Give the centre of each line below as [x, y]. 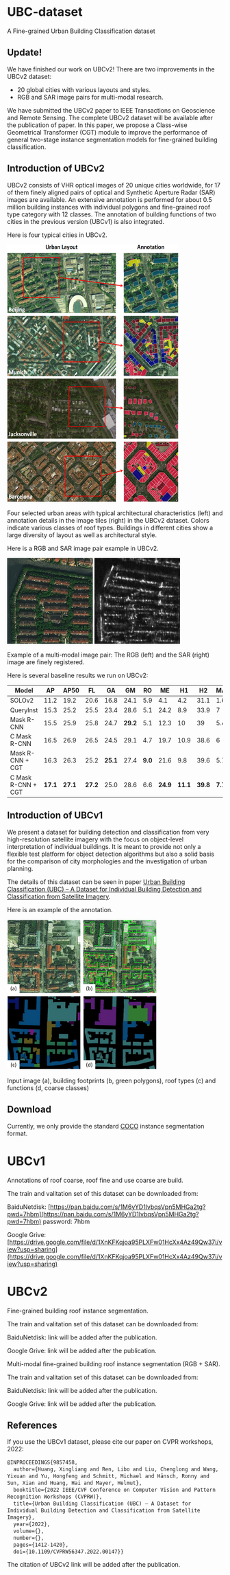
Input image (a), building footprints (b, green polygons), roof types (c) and [112, 1080]
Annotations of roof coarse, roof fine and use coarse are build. [95, 1180]
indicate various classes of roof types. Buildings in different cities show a [110, 528]
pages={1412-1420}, [41, 1545]
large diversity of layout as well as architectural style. [82, 535]
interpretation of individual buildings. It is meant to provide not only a [104, 846]
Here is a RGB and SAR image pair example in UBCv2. [83, 548]
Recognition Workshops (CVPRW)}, [55, 1497]
